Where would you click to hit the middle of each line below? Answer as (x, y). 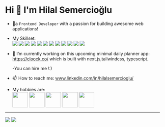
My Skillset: (24, 38)
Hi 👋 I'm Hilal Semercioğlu (59, 10)
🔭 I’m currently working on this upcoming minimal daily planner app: (81, 53)
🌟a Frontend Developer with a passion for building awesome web (78, 24)
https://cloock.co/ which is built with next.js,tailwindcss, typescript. (80, 59)
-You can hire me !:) (32, 68)
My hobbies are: (29, 89)
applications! (25, 28)
